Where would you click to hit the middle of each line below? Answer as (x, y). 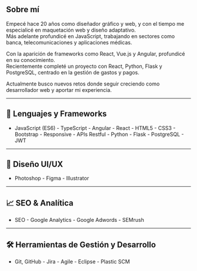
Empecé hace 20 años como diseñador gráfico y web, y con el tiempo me (95, 23)
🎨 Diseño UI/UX (35, 164)
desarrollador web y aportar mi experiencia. (59, 90)
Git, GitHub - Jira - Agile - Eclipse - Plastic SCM (72, 262)
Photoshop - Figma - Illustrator (52, 179)
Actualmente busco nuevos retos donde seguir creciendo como (83, 84)
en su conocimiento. (31, 60)
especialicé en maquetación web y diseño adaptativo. (71, 30)
